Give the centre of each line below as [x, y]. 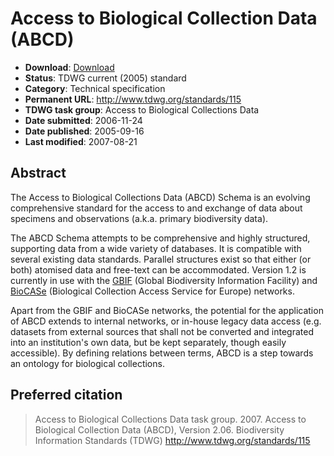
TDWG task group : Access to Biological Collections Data [142, 109]
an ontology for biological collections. [87, 363]
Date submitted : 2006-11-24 [83, 120]
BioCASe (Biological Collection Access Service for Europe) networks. [152, 291]
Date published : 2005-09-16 [84, 131]
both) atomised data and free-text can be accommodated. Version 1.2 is [158, 269]
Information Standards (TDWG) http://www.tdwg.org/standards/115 [172, 440]
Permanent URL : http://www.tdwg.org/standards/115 [133, 99]
